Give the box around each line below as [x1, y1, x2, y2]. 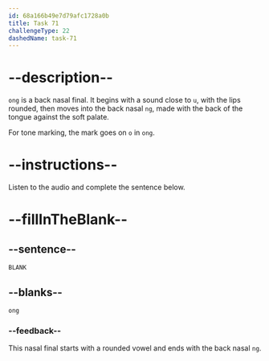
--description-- [8, 69, 114, 87]
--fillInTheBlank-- [8, 210, 128, 229]
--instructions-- [8, 156, 118, 174]
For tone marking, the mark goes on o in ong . [8, 128, 155, 137]
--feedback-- [8, 325, 62, 336]
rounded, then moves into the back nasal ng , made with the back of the [8, 103, 243, 113]
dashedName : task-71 [8, 34, 78, 43]
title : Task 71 [8, 19, 59, 27]
